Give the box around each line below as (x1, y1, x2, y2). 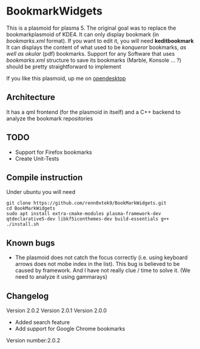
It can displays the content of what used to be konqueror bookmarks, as (6, 44, 187, 51)
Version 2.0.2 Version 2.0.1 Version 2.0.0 (6, 307, 107, 314)
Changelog (6, 291, 49, 301)
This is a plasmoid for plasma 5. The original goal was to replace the (6, 24, 176, 32)
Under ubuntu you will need (6, 188, 76, 196)
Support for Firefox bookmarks (15, 148, 92, 156)
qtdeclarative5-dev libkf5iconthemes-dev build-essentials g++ (6, 216, 170, 222)
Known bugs (6, 238, 56, 248)
